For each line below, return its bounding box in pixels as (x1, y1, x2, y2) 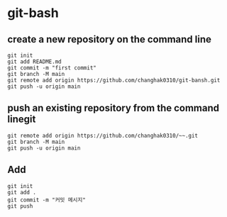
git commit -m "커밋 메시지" (7, 196, 87, 204)
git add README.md (7, 58, 62, 65)
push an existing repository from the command (7, 102, 220, 114)
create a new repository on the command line (7, 33, 211, 45)
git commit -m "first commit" (7, 65, 97, 72)
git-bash (7, 5, 59, 21)
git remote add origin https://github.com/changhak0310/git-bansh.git (7, 77, 221, 84)
